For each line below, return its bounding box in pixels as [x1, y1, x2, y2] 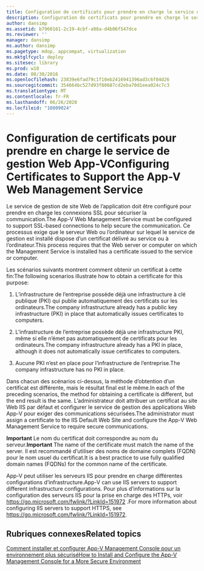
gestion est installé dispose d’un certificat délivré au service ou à [6, 235, 169, 242]
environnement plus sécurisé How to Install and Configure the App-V [6, 551, 177, 559]
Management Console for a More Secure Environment [6, 558, 141, 565]
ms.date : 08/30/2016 [6, 71, 59, 77]
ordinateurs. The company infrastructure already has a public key [15, 304, 177, 311]
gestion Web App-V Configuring [6, 157, 170, 171]
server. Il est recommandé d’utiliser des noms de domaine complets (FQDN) [6, 448, 196, 455]
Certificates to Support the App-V [6, 169, 181, 183]
